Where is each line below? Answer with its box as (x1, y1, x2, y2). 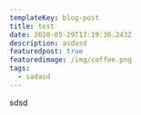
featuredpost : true (9, 47, 84, 56)
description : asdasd (9, 38, 88, 48)
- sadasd (17, 72, 51, 81)
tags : (9, 64, 30, 73)
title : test (9, 22, 55, 31)
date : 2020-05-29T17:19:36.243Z (9, 30, 132, 39)
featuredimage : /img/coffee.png (9, 55, 132, 64)
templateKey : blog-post (9, 13, 100, 23)
